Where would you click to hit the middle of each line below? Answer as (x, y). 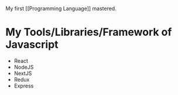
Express (24, 86)
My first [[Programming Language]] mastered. (61, 9)
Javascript (32, 45)
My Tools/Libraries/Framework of (89, 32)
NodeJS (24, 67)
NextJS (23, 73)
